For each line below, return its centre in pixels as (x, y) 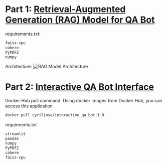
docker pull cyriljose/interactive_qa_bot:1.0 (55, 115)
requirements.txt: (23, 34)
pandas (12, 139)
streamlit (16, 134)
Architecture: (19, 67)
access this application (29, 106)
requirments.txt (21, 125)
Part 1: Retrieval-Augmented (65, 9)
